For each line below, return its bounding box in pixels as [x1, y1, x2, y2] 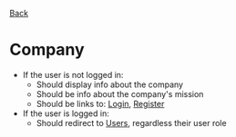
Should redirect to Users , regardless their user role [36, 117, 227, 128]
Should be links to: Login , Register [36, 98, 165, 109]
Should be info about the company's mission [36, 88, 204, 99]
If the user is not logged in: [22, 69, 124, 80]
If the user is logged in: [22, 108, 109, 119]
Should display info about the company [36, 79, 184, 90]
